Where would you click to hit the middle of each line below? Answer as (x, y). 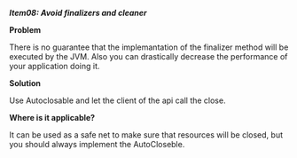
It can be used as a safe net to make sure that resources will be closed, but (146, 135)
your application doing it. (55, 66)
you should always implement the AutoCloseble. (97, 144)
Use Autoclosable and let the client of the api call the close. (117, 100)
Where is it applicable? (52, 118)
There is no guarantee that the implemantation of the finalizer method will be (149, 47)
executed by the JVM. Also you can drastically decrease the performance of (148, 56)
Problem (25, 30)
